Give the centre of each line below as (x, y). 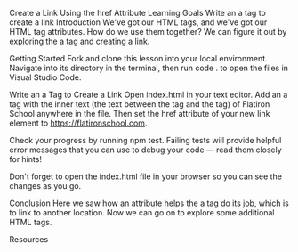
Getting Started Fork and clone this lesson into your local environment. (139, 58)
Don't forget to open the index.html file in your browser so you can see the (146, 176)
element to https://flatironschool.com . (78, 123)
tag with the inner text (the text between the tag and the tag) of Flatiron (140, 104)
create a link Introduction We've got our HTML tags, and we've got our (138, 22)
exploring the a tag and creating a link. (80, 41)
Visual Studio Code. (45, 77)
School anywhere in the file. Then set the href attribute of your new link (140, 114)
